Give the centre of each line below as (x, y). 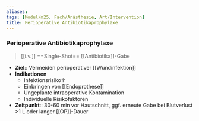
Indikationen (31, 74)
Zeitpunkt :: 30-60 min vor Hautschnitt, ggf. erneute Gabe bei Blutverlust (104, 105)
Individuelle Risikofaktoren (56, 99)
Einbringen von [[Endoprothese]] (64, 86)
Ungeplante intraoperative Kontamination (74, 93)
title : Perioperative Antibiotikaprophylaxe (62, 22)
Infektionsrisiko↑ (45, 80)
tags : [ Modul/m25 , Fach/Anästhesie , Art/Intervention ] (75, 17)
